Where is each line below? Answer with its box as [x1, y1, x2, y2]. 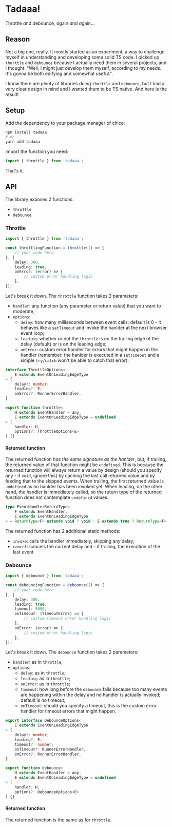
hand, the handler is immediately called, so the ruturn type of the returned [5, 489, 162, 495]
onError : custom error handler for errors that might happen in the [20, 346, 158, 352]
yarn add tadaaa [5, 139, 40, 144]
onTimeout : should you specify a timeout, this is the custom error [20, 703, 157, 709]
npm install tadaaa [5, 129, 47, 135]
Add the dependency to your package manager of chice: [5, 120, 125, 126]
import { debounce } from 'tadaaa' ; [5, 573, 84, 579]
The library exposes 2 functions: [5, 196, 74, 202]
